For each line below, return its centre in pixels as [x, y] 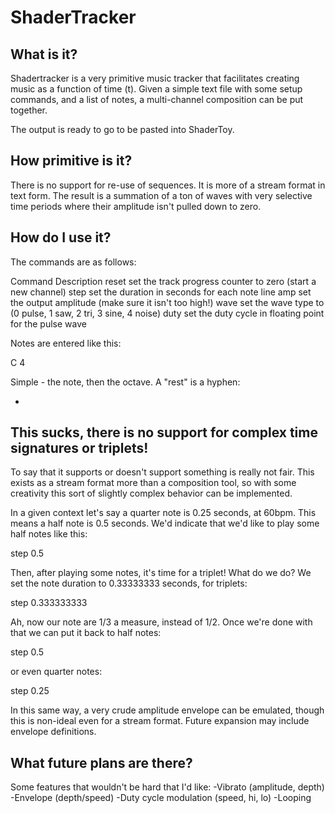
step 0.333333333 [49, 603]
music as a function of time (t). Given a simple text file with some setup [156, 89]
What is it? [44, 54]
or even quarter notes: [56, 672]
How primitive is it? [71, 161]
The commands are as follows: [73, 262]
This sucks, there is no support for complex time [164, 432]
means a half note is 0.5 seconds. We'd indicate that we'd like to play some [165, 523]
